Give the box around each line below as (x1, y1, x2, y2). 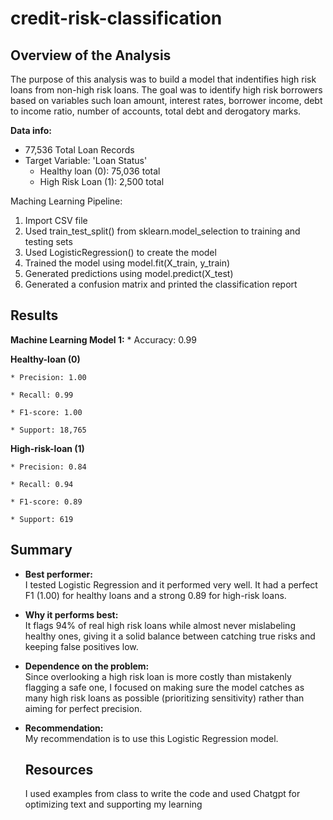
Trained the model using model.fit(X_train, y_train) (24, 257, 231, 269)
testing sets (24, 236, 73, 247)
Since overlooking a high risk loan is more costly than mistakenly (24, 670, 292, 682)
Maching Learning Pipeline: (10, 195, 123, 207)
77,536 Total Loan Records (24, 144, 135, 156)
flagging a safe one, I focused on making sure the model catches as (24, 681, 305, 693)
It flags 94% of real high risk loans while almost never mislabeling (24, 619, 296, 631)
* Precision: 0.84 (10, 462, 87, 472)
